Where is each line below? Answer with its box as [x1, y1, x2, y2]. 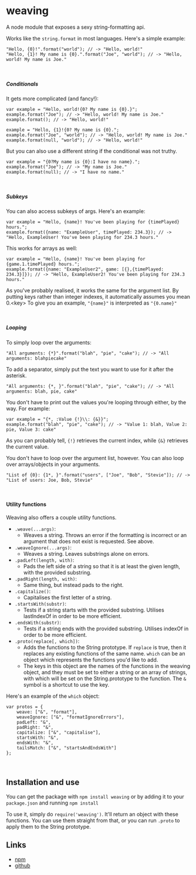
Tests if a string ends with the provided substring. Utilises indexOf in [23, 625, 189, 632]
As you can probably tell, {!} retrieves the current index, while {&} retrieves [6, 437, 189, 444]
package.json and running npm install [6, 799, 99, 806]
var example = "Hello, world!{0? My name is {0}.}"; [6, 106, 138, 112]
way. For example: [6, 405, 50, 412]
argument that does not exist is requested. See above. [23, 538, 154, 545]
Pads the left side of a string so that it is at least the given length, [23, 563, 180, 570]
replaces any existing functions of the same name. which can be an [23, 650, 185, 657]
